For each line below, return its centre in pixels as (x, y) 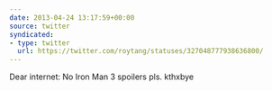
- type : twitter (40, 43)
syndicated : (32, 34)
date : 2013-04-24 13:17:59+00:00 (72, 18)
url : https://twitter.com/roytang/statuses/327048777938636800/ (141, 51)
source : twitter (40, 26)
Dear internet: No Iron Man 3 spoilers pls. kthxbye (102, 77)
